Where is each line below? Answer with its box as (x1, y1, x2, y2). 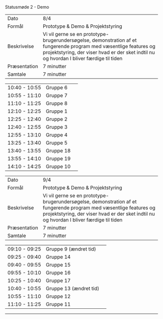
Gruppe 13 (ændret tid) (46, 285, 99, 292)
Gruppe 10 (46, 163, 71, 169)
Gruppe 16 (46, 269, 71, 276)
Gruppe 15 (46, 262, 71, 268)
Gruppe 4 (46, 132, 68, 138)
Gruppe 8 (46, 100, 68, 106)
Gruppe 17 (46, 277, 71, 284)
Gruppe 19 (46, 155, 71, 162)
